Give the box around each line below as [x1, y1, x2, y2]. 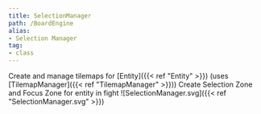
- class [8, 49, 35, 57]
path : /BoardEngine [8, 19, 74, 27]
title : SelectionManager [8, 11, 92, 20]
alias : [8, 26, 31, 35]
